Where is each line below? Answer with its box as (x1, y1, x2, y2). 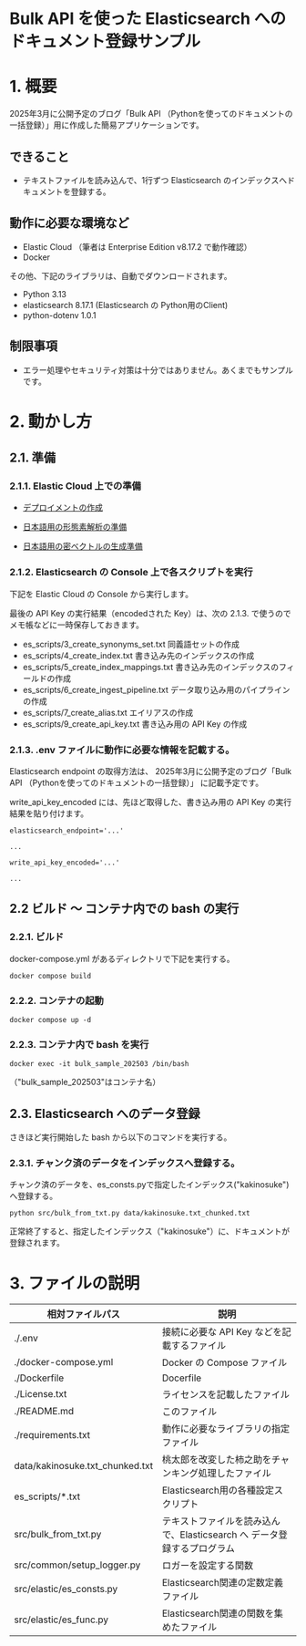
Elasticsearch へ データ (179, 1528, 280, 1541)
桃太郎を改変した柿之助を (161, 1454, 271, 1466)
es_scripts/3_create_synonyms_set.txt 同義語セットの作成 (22, 638, 240, 649)
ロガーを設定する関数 (161, 1559, 253, 1572)
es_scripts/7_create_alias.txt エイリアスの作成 (22, 707, 194, 718)
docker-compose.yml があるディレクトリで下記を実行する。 (9, 953, 235, 964)
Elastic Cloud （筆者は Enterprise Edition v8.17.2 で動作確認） (22, 241, 252, 252)
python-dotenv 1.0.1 (22, 309, 97, 320)
